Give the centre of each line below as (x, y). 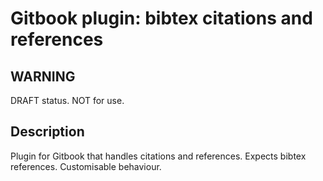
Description (47, 132)
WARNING (43, 76)
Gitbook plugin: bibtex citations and (161, 18)
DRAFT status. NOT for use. (67, 100)
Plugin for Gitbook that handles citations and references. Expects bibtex (158, 156)
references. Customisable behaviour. (86, 166)
